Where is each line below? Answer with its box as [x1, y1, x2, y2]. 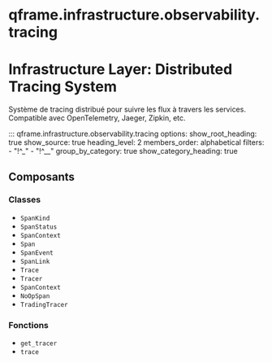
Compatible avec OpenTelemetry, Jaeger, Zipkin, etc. [8, 113, 186, 123]
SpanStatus [19, 222, 58, 231]
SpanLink [19, 257, 50, 265]
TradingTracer [19, 300, 68, 308]
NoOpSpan [19, 291, 50, 300]
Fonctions [8, 319, 49, 330]
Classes [8, 194, 41, 205]
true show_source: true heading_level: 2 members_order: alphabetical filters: [8, 138, 265, 147]
